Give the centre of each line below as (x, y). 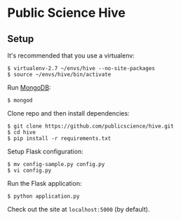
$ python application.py (43, 196)
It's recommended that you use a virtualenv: (71, 55)
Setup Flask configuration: (45, 151)
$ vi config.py (29, 170)
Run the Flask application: (45, 183)
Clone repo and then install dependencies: (68, 113)
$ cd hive (22, 132)
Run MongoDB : (29, 88)
